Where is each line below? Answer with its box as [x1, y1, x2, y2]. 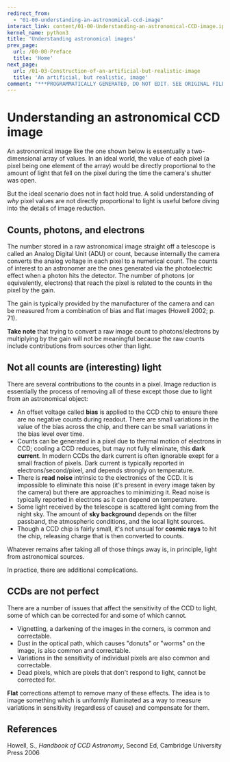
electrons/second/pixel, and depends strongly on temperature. [16, 466, 194, 474]
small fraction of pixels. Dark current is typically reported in [16, 459, 185, 467]
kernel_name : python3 [7, 29, 69, 36]
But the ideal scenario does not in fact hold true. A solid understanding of [7, 189, 214, 198]
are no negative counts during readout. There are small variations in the [16, 415, 219, 423]
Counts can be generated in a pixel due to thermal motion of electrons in [16, 437, 222, 445]
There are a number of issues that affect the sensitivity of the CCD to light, [7, 603, 218, 612]
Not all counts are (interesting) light [7, 362, 162, 373]
